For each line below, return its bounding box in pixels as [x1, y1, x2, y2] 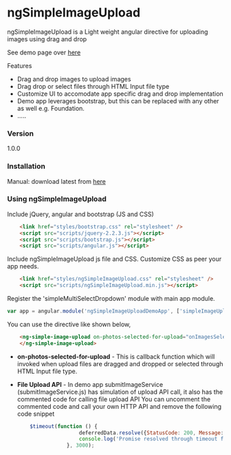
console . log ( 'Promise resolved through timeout [78, 436, 218, 443]
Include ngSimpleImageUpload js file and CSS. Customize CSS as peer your [7, 255, 222, 263]
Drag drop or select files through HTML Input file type [16, 82, 170, 90]
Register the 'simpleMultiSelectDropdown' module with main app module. [7, 295, 215, 303]
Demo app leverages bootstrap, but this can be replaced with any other [16, 96, 219, 105]
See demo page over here [7, 48, 81, 56]
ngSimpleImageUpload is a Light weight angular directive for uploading [7, 28, 208, 36]
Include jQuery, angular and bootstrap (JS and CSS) [7, 210, 155, 218]
